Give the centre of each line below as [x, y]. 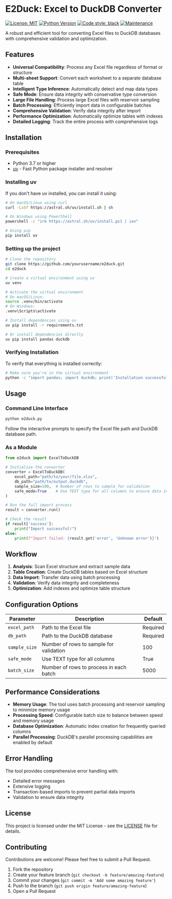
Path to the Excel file [66, 628]
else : [11, 533]
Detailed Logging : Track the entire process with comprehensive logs [85, 122]
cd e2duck [16, 269]
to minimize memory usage [41, 710]
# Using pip [18, 231]
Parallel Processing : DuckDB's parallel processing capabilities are [82, 737]
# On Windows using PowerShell [39, 217]
